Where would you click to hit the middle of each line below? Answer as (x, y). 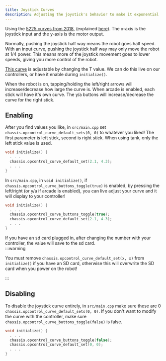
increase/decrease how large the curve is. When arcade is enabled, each (80, 89)
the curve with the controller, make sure (46, 316)
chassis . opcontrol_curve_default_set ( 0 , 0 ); (56, 345)
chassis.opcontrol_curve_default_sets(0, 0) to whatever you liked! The (80, 133)
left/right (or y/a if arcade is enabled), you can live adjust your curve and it (81, 191)
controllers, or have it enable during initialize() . (56, 74)
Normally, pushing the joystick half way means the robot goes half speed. (81, 43)
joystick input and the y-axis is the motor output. (55, 34)
